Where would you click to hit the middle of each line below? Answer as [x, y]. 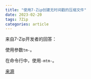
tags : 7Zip [17, 19]
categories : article [27, 24]
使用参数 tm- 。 [20, 50]
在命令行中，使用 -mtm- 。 [31, 61]
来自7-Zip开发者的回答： [31, 39]
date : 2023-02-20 [24, 15]
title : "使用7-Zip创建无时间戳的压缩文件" [46, 10]
